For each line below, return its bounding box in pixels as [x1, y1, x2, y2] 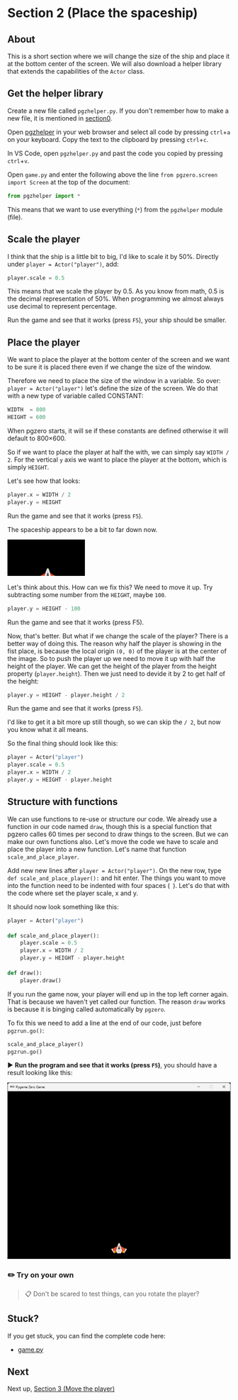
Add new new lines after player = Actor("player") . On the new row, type [7, 866, 222, 874]
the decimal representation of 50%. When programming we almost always [7, 294, 225, 303]
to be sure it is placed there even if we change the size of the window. [7, 363, 212, 372]
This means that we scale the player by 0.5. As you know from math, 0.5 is [7, 287, 225, 296]
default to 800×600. [7, 434, 67, 443]
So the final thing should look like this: [7, 739, 118, 748]
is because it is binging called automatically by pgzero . [7, 1005, 166, 1013]
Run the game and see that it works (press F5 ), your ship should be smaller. [7, 316, 227, 324]
